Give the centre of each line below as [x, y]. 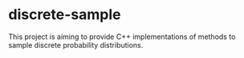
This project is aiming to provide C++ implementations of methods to [122, 37]
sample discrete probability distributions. [76, 44]
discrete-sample [65, 15]
